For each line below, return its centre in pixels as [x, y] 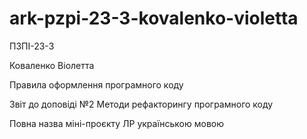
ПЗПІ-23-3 [32, 46]
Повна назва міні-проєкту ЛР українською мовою [117, 123]
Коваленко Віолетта [52, 65]
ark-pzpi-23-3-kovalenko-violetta [154, 18]
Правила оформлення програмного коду [96, 84]
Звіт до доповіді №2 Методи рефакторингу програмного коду [141, 104]
